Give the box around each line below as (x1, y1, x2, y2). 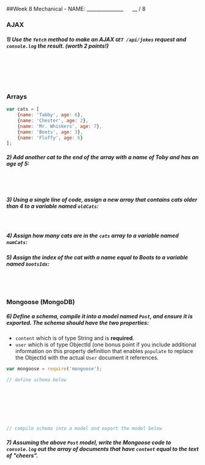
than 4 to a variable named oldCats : (6, 202, 99, 210)
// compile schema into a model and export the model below (6, 425, 163, 432)
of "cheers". (6, 452, 38, 459)
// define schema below (6, 377, 67, 383)
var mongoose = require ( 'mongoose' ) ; (6, 366, 103, 372)
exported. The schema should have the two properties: (6, 319, 149, 327)
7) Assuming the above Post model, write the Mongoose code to (6, 439, 171, 446)
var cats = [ (6, 106, 40, 113)
